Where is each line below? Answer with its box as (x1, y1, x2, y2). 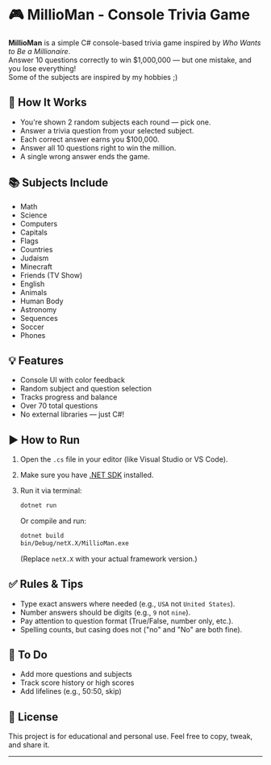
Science (19, 210, 48, 220)
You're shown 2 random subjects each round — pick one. (19, 117, 211, 127)
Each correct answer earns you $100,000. (19, 134, 160, 144)
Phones (19, 330, 46, 340)
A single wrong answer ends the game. (19, 151, 151, 161)
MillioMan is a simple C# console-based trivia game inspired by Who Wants (8, 37, 261, 48)
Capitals (19, 227, 48, 237)
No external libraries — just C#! (19, 409, 125, 420)
